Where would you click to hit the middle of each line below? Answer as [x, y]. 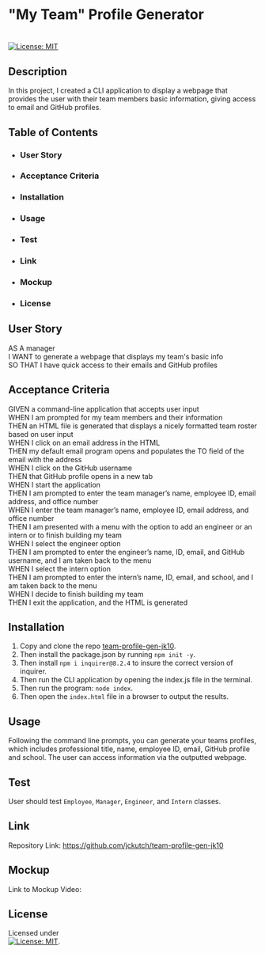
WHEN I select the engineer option [64, 543]
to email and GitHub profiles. [55, 108]
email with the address [45, 459]
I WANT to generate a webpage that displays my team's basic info [116, 356]
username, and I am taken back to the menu [80, 560]
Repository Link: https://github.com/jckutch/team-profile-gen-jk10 [116, 845]
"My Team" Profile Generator [106, 15]
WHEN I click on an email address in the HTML [84, 442]
